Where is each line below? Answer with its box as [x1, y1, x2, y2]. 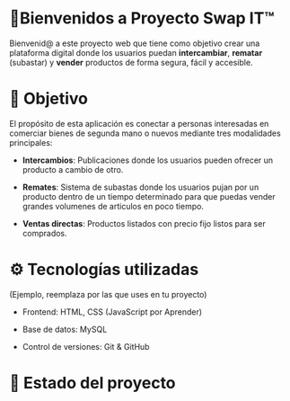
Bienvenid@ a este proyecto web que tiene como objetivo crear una [9, 38, 260, 49]
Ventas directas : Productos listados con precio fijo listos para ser [22, 218, 267, 228]
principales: [9, 137, 53, 147]
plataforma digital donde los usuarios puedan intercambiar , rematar [9, 47, 263, 58]
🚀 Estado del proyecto [9, 373, 177, 393]
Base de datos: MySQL [22, 324, 108, 334]
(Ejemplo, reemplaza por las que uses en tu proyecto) [9, 289, 207, 299]
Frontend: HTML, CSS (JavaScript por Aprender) [22, 306, 203, 317]
